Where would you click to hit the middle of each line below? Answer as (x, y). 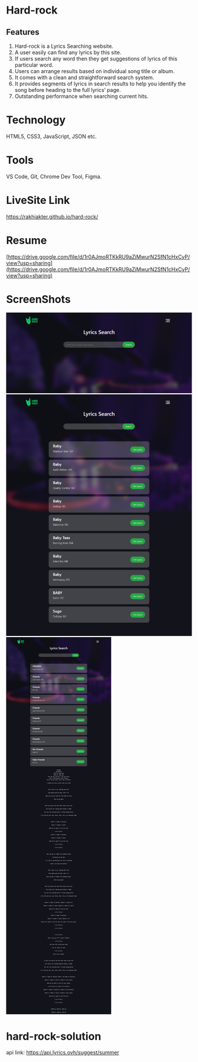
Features (23, 32)
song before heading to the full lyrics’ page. (67, 90)
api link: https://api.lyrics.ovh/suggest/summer (63, 1053)
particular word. (34, 65)
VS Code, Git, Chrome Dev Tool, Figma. (54, 176)
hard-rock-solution (54, 1036)
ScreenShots (38, 299)
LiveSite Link (38, 200)
